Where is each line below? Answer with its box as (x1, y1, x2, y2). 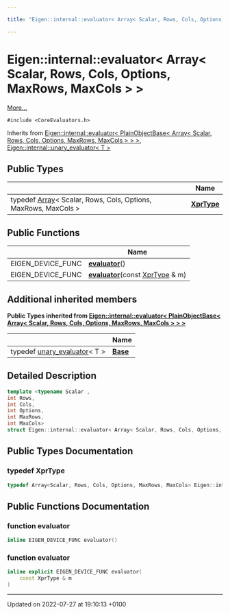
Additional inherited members (7, 293, 138, 305)
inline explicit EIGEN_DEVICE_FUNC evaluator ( (7, 569, 142, 576)
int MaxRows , (7, 414, 44, 421)
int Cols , (7, 401, 36, 408)
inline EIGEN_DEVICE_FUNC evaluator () (7, 536, 118, 544)
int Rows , (7, 394, 36, 401)
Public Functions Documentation (7, 500, 150, 512)
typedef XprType (7, 466, 65, 475)
